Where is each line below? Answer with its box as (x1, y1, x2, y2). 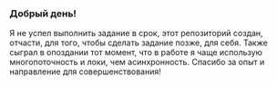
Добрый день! (9, 7, 77, 20)
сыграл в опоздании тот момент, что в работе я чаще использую (9, 47, 262, 58)
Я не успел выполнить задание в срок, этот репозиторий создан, (9, 28, 263, 39)
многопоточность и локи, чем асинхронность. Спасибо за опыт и (9, 57, 265, 68)
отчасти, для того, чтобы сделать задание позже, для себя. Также (9, 37, 269, 48)
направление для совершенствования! (9, 66, 162, 77)
